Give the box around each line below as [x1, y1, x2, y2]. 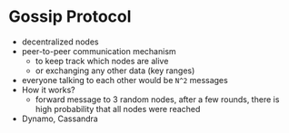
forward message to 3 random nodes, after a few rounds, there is [35, 93, 280, 105]
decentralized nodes [21, 36, 99, 47]
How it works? [21, 84, 75, 95]
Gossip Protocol [8, 6, 132, 27]
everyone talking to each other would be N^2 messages [21, 74, 228, 85]
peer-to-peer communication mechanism [21, 45, 176, 56]
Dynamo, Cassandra [21, 113, 99, 124]
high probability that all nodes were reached [35, 103, 201, 114]
